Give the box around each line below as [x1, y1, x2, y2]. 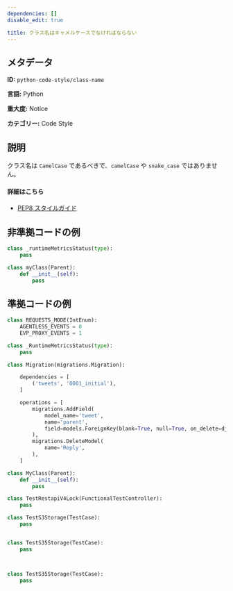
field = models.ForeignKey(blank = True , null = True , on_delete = [44, 425, 222, 432]
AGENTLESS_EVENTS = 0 [19, 324, 82, 331]
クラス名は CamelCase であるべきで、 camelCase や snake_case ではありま [7, 161, 212, 169]
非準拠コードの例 [7, 226, 80, 238]
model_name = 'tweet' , [44, 412, 104, 419]
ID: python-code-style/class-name [7, 76, 105, 84]
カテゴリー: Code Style [7, 119, 74, 128]
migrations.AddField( [32, 406, 95, 413]
